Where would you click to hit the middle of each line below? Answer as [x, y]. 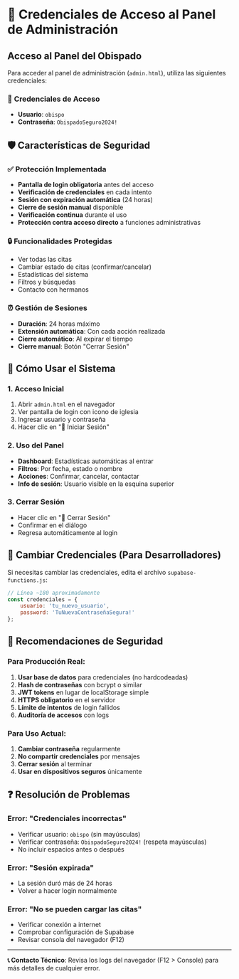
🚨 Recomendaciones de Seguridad [85, 641]
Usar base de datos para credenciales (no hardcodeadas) [103, 677]
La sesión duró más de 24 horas [65, 883]
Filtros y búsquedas [47, 282]
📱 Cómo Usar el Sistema [62, 368]
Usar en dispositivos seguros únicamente [80, 772]
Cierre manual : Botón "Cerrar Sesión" [73, 346]
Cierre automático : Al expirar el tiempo [75, 339]
